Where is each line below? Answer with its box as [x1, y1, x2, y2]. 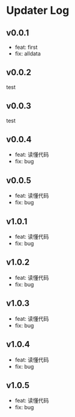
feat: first [14, 43, 38, 51]
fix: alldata [14, 50, 41, 57]
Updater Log [6, 4, 70, 17]
